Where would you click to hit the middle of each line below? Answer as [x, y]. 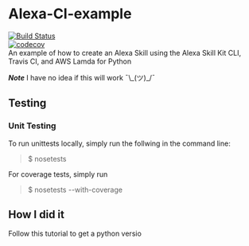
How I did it [37, 215]
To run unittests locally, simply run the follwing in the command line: [119, 143]
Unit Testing [32, 126]
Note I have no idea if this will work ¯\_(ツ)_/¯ [82, 77]
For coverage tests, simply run [58, 174]
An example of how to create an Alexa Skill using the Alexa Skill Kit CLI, [124, 53]
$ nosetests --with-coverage [75, 189]
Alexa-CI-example [70, 14]
